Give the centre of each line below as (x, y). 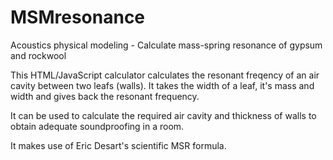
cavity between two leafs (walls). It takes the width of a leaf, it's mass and (162, 85)
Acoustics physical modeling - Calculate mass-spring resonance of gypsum (166, 45)
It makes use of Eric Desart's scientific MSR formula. (118, 145)
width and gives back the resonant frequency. (105, 96)
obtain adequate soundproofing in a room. (97, 126)
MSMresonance (78, 17)
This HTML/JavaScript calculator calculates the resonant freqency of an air (165, 75)
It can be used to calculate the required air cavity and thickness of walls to (163, 115)
